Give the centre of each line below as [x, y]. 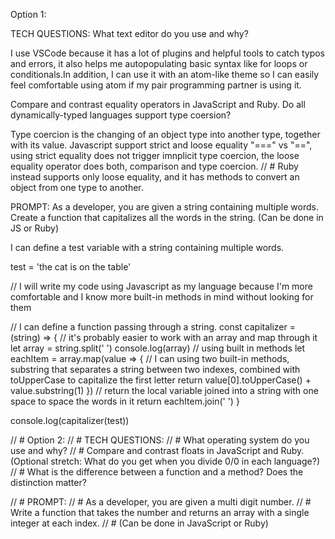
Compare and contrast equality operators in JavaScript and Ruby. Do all [158, 104]
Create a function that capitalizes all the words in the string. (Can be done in [167, 217]
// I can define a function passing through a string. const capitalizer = [153, 327]
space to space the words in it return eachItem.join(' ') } [125, 401]
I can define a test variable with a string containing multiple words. [147, 247]
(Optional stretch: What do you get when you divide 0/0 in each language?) [165, 461]
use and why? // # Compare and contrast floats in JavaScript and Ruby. [157, 450]
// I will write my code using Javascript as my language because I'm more [161, 286]
